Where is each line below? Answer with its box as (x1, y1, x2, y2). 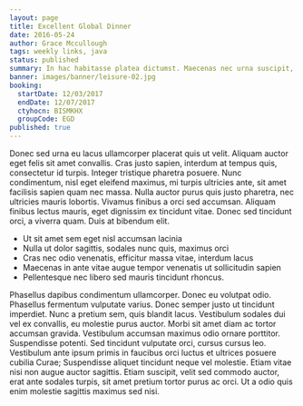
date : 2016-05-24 (9, 30, 75, 39)
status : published (9, 55, 79, 64)
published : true (9, 124, 71, 133)
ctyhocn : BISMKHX (17, 106, 83, 115)
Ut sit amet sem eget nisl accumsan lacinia (22, 233, 183, 243)
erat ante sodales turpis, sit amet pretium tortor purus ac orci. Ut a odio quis (9, 376, 293, 387)
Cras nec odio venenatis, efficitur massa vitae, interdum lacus (22, 253, 254, 263)
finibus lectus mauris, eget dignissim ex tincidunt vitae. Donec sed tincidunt (9, 206, 292, 216)
